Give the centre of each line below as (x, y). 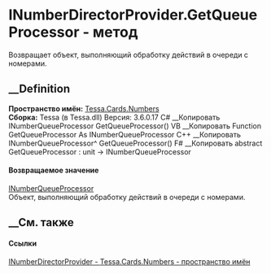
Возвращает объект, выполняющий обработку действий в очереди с (129, 54)
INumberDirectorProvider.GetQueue (133, 15)
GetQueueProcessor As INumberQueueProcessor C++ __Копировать (125, 134)
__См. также (42, 222)
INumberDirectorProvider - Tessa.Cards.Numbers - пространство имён (129, 261)
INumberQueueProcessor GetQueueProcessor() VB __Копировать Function (135, 126)
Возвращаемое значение (54, 170)
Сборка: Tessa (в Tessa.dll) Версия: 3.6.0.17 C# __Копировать (114, 117)
